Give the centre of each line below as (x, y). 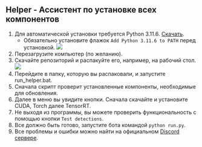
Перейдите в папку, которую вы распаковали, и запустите (90, 73)
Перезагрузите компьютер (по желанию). (69, 54)
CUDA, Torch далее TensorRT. (53, 105)
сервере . (26, 137)
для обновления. (36, 93)
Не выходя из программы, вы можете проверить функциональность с (105, 112)
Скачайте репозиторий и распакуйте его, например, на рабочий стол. (105, 60)
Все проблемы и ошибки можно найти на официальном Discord (97, 131)
